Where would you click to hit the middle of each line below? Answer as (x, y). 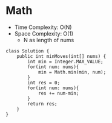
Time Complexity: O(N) (43, 27)
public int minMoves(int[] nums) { (61, 56)
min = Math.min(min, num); (72, 72)
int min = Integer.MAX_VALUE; (65, 61)
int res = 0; (44, 83)
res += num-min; (58, 93)
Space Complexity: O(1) (44, 33)
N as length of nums (49, 40)
